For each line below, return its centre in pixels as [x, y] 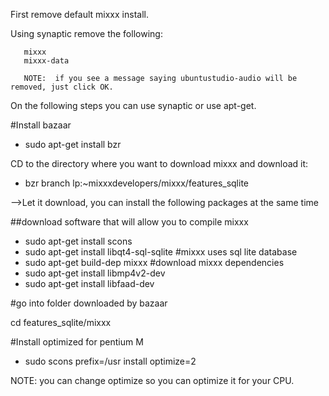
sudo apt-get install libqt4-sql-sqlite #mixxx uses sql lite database [161, 252]
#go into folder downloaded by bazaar [89, 303]
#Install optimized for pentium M [77, 342]
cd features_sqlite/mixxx [61, 322]
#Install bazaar [41, 125]
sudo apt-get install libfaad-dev [89, 283]
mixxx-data [46, 61]
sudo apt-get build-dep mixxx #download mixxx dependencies [154, 262]
